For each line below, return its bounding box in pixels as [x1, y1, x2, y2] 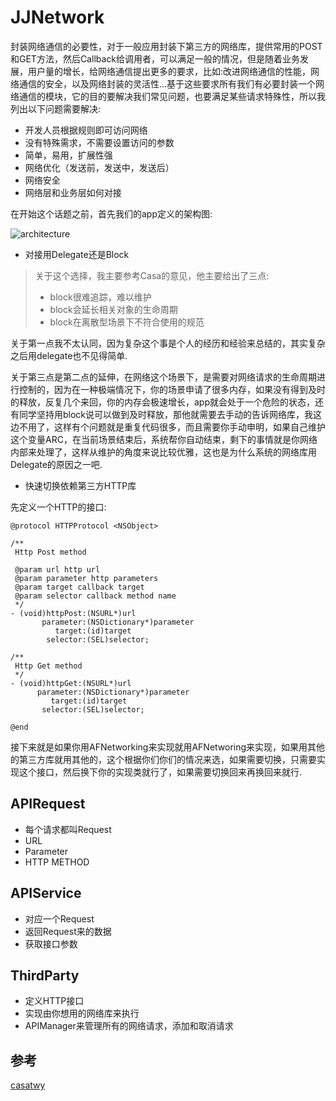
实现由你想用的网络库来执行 [24, 1007, 140, 1020]
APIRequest [10, 796, 86, 813]
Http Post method [14, 547, 87, 557]
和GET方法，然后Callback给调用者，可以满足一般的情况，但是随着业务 [10, 52, 301, 65]
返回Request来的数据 [24, 925, 112, 937]
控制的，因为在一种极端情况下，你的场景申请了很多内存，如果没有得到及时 [18, 383, 326, 395]
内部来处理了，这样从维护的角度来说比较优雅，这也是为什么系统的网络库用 [10, 446, 317, 458]
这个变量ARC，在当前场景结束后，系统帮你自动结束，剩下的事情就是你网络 [10, 433, 318, 445]
